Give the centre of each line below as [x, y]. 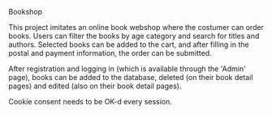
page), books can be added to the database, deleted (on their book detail [131, 77]
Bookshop [26, 12]
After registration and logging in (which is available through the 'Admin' [127, 69]
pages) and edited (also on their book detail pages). [95, 86]
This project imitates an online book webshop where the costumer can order [136, 27]
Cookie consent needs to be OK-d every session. [91, 101]
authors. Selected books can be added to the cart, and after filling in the [129, 44]
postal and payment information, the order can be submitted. [110, 53]
